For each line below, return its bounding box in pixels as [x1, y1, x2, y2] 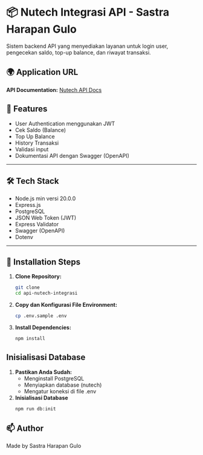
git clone [14, 284, 40, 291]
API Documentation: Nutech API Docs [6, 86, 102, 93]
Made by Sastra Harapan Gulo [6, 442, 82, 450]
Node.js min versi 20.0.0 [14, 195, 76, 202]
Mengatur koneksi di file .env [24, 387, 97, 394]
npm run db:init [14, 405, 56, 412]
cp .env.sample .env [14, 313, 67, 319]
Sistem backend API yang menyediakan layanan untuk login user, [6, 42, 169, 50]
